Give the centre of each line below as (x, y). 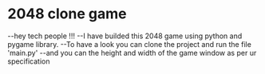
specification (29, 61)
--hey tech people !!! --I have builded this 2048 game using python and (125, 36)
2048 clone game (67, 14)
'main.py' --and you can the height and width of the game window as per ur (132, 53)
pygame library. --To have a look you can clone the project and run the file (130, 44)
